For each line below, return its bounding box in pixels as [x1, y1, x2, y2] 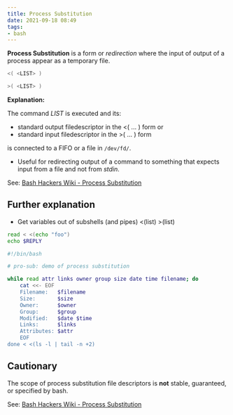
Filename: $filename [20, 289, 86, 296]
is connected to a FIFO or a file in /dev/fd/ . [7, 144, 132, 152]
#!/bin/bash [7, 250, 42, 257]
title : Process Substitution [7, 10, 92, 18]
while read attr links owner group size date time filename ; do [7, 275, 199, 283]
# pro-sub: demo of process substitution [7, 263, 130, 270]
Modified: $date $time [20, 315, 92, 322]
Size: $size [20, 295, 73, 302]
